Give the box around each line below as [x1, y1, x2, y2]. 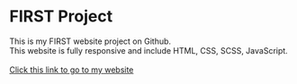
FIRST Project [9, 6, 113, 27]
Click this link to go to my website [9, 64, 134, 75]
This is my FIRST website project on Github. [9, 36, 172, 46]
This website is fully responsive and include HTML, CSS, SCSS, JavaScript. [9, 45, 288, 55]
